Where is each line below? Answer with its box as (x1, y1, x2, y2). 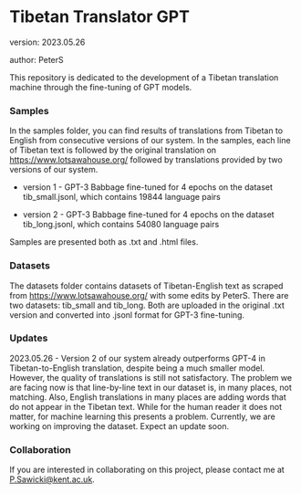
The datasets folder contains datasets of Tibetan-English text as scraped (9, 280, 284, 291)
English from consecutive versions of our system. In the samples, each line (9, 135, 291, 146)
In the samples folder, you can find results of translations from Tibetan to (9, 125, 284, 136)
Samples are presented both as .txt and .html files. (9, 236, 199, 247)
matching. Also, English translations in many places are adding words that (9, 391, 287, 403)
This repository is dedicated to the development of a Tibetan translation (9, 71, 279, 83)
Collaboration (9, 443, 71, 456)
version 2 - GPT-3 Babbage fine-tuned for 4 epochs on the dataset (22, 209, 275, 220)
